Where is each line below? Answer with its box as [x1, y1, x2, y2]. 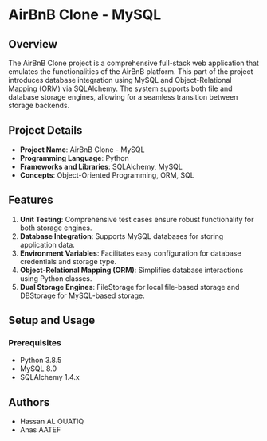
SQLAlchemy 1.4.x [19, 373, 80, 382]
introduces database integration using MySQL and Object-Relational [8, 76, 232, 84]
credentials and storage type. [19, 256, 117, 266]
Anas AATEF [19, 425, 61, 435]
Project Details [8, 123, 83, 137]
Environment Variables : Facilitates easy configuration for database [19, 248, 241, 258]
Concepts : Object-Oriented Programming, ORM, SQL [19, 170, 195, 180]
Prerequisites [8, 337, 61, 348]
